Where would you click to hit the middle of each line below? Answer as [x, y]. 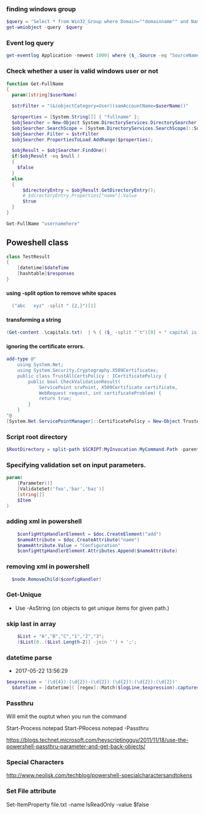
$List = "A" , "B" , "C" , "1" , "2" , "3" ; [61, 636]
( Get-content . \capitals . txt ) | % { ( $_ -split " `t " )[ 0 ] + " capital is [102, 333]
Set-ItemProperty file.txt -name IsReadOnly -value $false [78, 804]
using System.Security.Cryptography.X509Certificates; [88, 371]
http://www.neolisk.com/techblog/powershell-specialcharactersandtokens [99, 775]
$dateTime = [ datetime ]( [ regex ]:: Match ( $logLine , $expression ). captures [106, 688]
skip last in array [31, 624]
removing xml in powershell [48, 567]
